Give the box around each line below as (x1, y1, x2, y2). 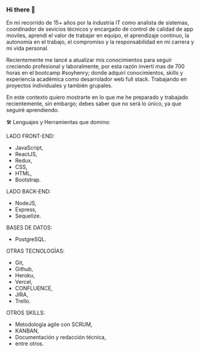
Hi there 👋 (6, 5, 36, 14)
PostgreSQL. (14, 236, 47, 243)
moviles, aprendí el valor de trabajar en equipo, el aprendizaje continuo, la (6, 32, 189, 39)
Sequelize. (14, 212, 41, 219)
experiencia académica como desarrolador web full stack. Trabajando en (6, 75, 187, 83)
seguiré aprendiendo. (6, 107, 59, 114)
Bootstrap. (14, 176, 41, 183)
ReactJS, (14, 151, 38, 158)
